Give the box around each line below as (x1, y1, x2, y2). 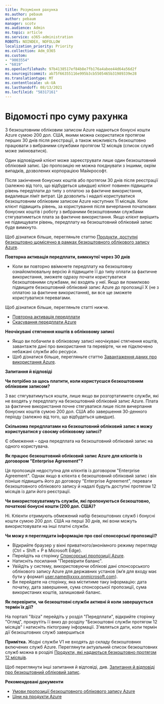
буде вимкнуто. (5, 224, 38, 230)
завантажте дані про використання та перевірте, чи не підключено (12, 343, 153, 349)
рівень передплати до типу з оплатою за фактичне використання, (5, 188, 143, 194)
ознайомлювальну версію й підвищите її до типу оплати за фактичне (12, 269, 158, 275)
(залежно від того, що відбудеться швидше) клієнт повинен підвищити (5, 183, 153, 188)
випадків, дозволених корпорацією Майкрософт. (5, 168, 108, 174)
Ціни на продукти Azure (12, 694, 62, 700)
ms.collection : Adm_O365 (5, 48, 56, 53)
